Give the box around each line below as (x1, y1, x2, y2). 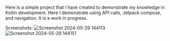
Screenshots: (5, 25, 33, 31)
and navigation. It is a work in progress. (5, 15, 88, 21)
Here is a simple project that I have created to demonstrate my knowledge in (5, 5, 165, 10)
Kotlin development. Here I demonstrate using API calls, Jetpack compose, (5, 10, 161, 16)
